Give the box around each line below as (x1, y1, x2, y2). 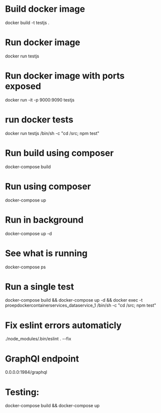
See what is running (5, 248, 88, 258)
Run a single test (5, 281, 74, 292)
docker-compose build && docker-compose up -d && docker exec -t (5, 297, 143, 303)
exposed (5, 81, 42, 92)
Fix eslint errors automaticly (5, 320, 122, 331)
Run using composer (5, 181, 92, 192)
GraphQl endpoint (5, 353, 79, 364)
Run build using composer (5, 147, 114, 158)
